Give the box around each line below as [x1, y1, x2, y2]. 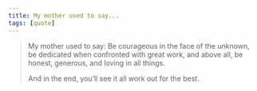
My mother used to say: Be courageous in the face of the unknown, [27, 41, 250, 50]
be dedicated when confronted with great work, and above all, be [27, 49, 243, 59]
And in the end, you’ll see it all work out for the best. [27, 73, 200, 83]
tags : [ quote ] [8, 19, 56, 27]
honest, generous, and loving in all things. [27, 57, 166, 68]
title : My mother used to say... [8, 11, 120, 20]
